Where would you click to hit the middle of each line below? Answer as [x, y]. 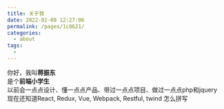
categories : [24, 33]
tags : [15, 46]
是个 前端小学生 [28, 81]
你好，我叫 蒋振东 [31, 72]
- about [24, 39]
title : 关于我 [26, 13]
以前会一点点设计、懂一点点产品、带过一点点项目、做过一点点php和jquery [112, 90]
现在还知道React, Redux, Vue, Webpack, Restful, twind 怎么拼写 [98, 98]
